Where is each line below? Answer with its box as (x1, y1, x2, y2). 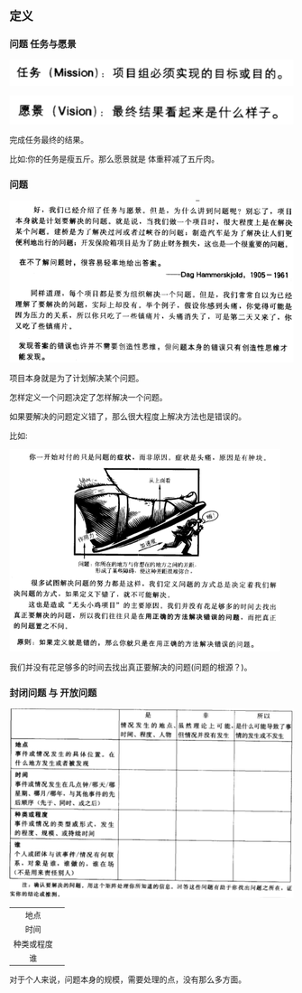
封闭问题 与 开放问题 (9, 687, 97, 699)
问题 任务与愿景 (9, 38, 77, 51)
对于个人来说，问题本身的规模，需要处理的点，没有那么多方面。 (9, 974, 246, 985)
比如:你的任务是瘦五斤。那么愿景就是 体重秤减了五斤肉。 (9, 154, 219, 164)
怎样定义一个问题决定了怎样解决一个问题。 (9, 392, 168, 403)
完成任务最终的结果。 (9, 135, 88, 145)
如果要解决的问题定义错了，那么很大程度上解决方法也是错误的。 (9, 411, 246, 422)
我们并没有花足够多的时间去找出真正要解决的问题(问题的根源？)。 (9, 662, 252, 673)
